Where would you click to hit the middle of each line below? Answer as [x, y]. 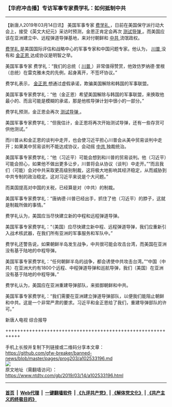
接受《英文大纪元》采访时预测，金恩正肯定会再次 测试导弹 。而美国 [89, 31]
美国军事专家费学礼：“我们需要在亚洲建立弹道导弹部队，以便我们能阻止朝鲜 [85, 296]
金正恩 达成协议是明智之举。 [45, 55]
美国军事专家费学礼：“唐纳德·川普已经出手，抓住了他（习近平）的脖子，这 [83, 198]
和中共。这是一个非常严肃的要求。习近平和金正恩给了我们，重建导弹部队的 [84, 303]
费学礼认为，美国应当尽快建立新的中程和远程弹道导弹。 [63, 216]
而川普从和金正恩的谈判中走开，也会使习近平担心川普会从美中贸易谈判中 [81, 140]
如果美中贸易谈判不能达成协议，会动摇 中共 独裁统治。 [71, 146]
